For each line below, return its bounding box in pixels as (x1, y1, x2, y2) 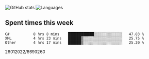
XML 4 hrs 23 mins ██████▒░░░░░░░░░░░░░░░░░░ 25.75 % (5, 36, 145, 41)
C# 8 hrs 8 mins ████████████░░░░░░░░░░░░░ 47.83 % (5, 32, 145, 37)
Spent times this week (5, 19, 74, 27)
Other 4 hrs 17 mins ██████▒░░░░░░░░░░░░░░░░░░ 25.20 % (5, 40, 145, 45)
